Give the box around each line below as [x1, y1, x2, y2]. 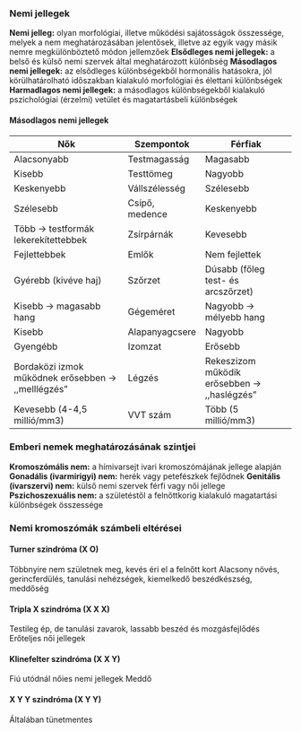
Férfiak [230, 137, 262, 150]
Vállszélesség [127, 182, 186, 195]
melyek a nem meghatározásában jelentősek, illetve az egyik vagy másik [9, 37, 278, 48]
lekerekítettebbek [13, 233, 88, 246]
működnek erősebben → [13, 371, 117, 384]
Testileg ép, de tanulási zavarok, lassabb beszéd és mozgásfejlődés [9, 623, 260, 634]
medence [127, 207, 168, 220]
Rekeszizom [204, 354, 256, 367]
